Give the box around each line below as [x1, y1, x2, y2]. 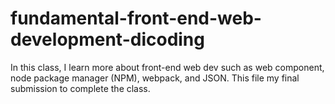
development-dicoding [10, 28, 205, 51]
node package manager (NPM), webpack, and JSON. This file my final [10, 72, 300, 84]
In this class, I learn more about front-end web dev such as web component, [10, 61, 325, 73]
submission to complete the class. [10, 82, 151, 94]
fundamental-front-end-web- [10, 7, 262, 30]
